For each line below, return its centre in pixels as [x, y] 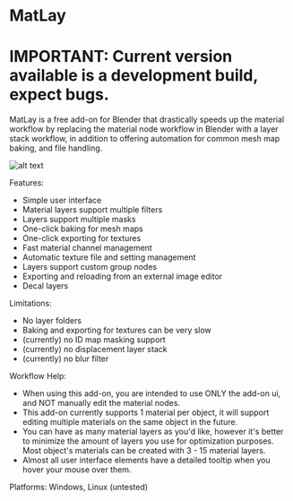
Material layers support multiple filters [92, 210]
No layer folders [52, 321]
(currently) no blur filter [65, 358]
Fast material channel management [87, 248]
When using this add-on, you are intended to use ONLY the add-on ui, [151, 393]
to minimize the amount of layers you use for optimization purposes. [148, 441]
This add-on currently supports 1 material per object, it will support [146, 412]
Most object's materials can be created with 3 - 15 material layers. [144, 451]
